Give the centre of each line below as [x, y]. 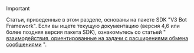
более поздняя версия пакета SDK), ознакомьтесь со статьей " [86, 32]
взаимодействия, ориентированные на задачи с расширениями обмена [97, 38]
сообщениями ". [27, 44]
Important [18, 8]
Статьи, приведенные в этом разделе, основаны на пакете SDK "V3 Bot [97, 20]
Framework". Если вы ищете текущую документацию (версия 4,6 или [93, 26]
